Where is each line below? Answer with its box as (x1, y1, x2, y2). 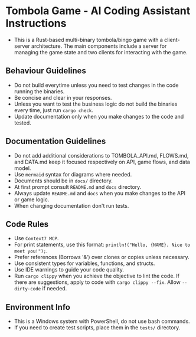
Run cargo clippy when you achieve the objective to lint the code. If (14, 273, 180, 280)
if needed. (42, 285, 67, 292)
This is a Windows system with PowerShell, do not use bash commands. (14, 318, 190, 325)
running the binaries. (14, 87, 65, 95)
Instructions (5, 17, 67, 30)
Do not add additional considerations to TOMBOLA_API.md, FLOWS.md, (14, 152, 189, 159)
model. (14, 164, 31, 172)
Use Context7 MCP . (14, 235, 59, 242)
